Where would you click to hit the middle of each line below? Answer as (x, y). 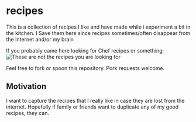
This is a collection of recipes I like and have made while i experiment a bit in (98, 27)
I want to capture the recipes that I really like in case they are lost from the (95, 100)
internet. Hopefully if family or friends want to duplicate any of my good (92, 107)
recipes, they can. (28, 113)
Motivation (26, 87)
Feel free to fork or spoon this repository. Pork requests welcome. (85, 68)
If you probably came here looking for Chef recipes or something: (85, 50)
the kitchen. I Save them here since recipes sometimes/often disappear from (98, 33)
